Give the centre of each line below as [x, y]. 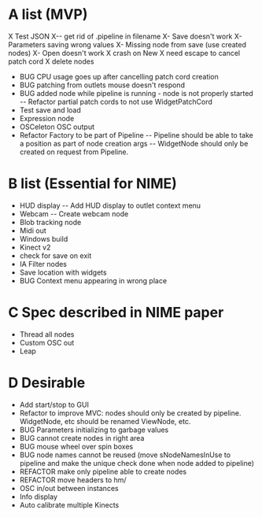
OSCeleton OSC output [57, 127]
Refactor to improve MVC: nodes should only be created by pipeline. [130, 413]
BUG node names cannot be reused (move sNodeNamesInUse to [125, 455]
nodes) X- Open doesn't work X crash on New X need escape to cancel [124, 53]
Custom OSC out [47, 342]
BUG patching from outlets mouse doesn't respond [102, 85]
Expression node [47, 118]
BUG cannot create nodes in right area [82, 438]
